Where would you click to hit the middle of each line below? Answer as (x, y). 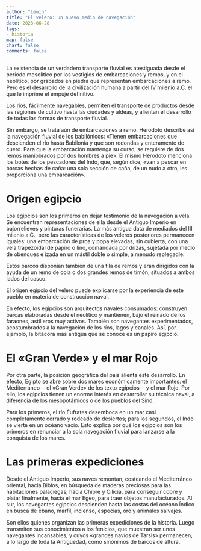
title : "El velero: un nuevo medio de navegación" (71, 17)
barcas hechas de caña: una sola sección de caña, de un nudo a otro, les (97, 168)
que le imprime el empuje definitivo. (51, 93)
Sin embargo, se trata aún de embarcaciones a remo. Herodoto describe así (100, 129)
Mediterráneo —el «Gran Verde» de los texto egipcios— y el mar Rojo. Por (98, 388)
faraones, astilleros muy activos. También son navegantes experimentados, (100, 321)
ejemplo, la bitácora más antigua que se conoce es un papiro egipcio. (92, 334)
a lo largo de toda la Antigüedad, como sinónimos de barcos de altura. (93, 541)
